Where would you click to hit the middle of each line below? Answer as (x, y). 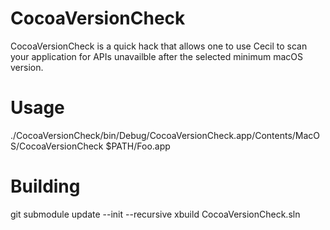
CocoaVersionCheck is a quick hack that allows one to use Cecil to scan (159, 46)
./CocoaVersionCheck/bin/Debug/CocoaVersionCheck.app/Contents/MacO (165, 135)
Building (45, 186)
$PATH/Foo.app (138, 146)
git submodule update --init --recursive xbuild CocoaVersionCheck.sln (155, 214)
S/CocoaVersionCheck (57, 146)
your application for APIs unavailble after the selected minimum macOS (157, 56)
